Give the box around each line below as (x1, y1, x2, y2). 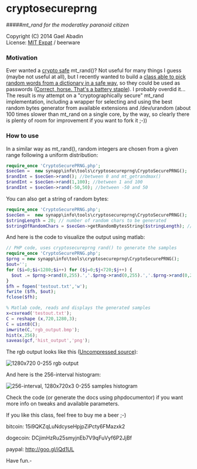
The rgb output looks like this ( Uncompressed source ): (6, 348, 138, 355)
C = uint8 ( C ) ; (6, 321, 41, 327)
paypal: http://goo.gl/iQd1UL (6, 446, 74, 453)
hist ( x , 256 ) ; (6, 332, 38, 338)
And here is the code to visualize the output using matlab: (6, 234, 145, 241)
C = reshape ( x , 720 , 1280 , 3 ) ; (6, 315, 77, 322)
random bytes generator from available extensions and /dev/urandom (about (6, 105, 191, 112)
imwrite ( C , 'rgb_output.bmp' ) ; (6, 327, 80, 332)
